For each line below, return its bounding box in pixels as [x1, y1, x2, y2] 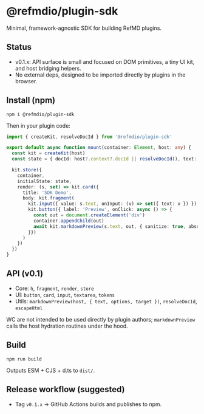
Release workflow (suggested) [6, 384, 125, 395]
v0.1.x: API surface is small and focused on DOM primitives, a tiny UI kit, [15, 58, 195, 65]
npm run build [6, 356, 42, 362]
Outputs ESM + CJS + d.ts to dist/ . [6, 367, 95, 374]
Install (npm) [6, 95, 56, 106]
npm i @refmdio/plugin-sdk [6, 111, 75, 117]
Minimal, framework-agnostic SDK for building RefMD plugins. [6, 24, 162, 32]
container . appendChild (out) [33, 218, 104, 224]
